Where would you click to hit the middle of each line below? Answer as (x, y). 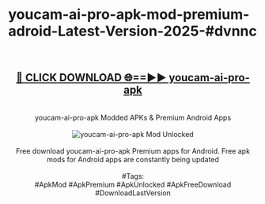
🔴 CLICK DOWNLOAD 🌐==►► (91, 78)
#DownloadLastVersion (133, 193)
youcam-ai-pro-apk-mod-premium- (129, 15)
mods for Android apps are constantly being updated (133, 159)
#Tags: (133, 176)
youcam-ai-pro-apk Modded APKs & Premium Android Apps (133, 117)
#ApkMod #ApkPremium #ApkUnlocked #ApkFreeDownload (133, 184)
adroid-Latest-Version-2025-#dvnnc (132, 31)
